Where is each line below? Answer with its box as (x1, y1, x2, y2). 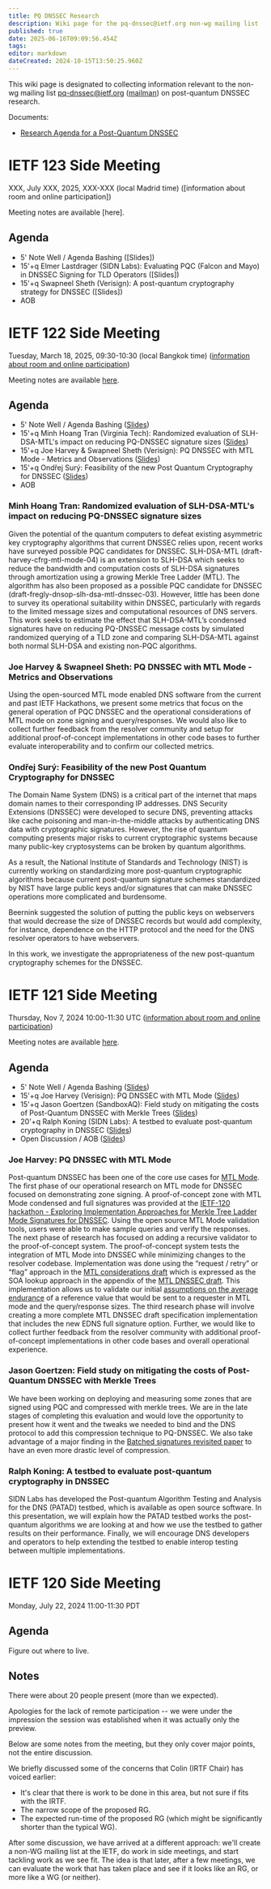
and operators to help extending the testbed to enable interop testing (8, 1536, 239, 1546)
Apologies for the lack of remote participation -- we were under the (8, 1707, 233, 1716)
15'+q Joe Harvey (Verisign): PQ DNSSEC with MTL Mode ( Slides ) (19, 1091, 240, 1100)
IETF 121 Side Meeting (8, 986, 158, 1005)
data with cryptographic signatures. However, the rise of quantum (8, 824, 228, 835)
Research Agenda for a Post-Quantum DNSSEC (19, 127, 179, 138)
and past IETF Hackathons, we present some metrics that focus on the (8, 698, 243, 707)
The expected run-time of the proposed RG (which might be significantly (19, 1814, 263, 1823)
